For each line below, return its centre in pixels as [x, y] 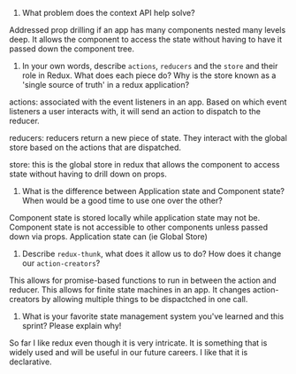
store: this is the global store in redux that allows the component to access [144, 164]
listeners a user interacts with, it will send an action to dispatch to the [135, 111]
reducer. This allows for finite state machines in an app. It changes [130, 290]
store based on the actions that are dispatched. [95, 147]
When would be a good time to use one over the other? [122, 200]
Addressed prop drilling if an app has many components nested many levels [148, 30]
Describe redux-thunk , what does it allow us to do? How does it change [152, 253]
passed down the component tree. [72, 49]
